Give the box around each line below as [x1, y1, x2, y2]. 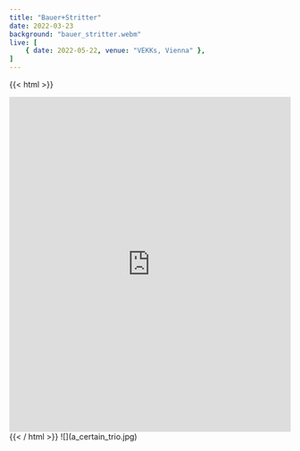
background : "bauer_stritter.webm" [9, 29, 142, 38]
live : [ [9, 38, 38, 47]
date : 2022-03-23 [9, 21, 74, 30]
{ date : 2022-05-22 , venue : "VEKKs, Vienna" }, [25, 46, 205, 55]
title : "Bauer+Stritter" [9, 13, 102, 22]
